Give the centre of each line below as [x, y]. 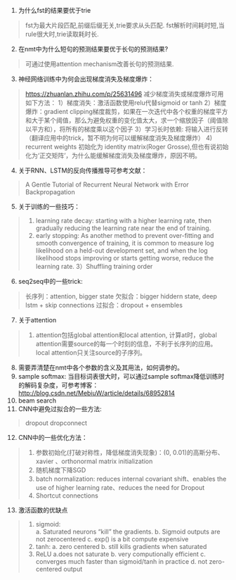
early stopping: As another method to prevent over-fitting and [125, 235]
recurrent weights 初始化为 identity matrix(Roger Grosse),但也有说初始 [127, 147]
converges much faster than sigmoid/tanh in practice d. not [122, 561]
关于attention [37, 320]
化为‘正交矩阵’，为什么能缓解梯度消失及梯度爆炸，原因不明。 [113, 156]
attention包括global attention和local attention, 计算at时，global [126, 335]
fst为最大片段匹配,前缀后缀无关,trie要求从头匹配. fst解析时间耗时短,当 [125, 25]
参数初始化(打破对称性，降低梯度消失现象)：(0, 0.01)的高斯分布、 [130, 452]
